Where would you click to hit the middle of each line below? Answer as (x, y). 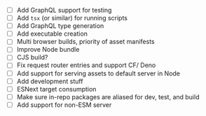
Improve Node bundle (48, 50)
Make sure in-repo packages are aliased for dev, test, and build (108, 96)
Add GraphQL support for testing (64, 10)
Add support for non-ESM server (64, 105)
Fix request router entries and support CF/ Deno (86, 65)
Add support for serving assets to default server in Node (98, 73)
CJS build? (32, 57)
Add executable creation (52, 34)
